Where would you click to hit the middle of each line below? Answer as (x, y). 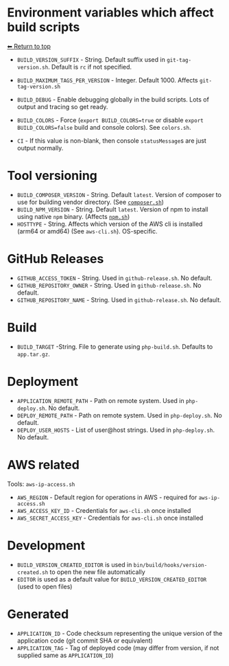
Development (46, 546)
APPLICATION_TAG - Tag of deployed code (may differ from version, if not (118, 647)
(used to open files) (45, 586)
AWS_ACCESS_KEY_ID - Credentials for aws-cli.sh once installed (104, 510)
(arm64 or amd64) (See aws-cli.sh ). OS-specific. (87, 231)
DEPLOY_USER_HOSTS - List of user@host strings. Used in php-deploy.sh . (116, 430)
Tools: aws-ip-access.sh (41, 484)
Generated (38, 614)
